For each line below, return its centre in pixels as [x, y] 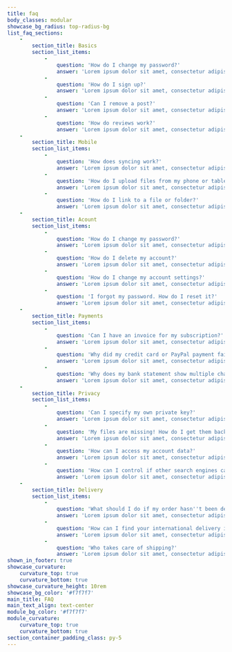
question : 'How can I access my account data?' [126, 451]
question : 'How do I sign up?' [101, 84]
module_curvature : [33, 619]
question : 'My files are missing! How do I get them [134, 432]
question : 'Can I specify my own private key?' [126, 413]
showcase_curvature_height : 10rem [57, 586]
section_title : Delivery [68, 490]
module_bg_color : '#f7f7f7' [48, 612]
